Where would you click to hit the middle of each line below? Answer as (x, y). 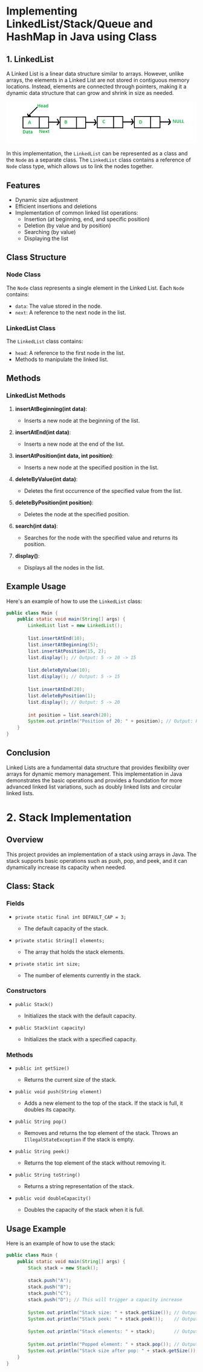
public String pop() (41, 1122)
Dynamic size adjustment (47, 200)
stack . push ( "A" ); (50, 1281)
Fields (15, 903)
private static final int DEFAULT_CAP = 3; (71, 917)
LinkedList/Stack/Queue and (79, 24)
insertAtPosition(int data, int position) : (64, 455)
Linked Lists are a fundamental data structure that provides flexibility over (98, 767)
